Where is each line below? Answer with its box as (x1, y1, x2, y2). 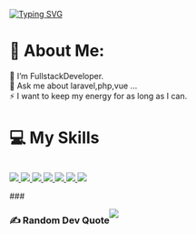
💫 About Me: (9, 41, 105, 61)
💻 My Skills (9, 127, 100, 148)
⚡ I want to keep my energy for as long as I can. (9, 90, 188, 101)
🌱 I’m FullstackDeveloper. (9, 70, 104, 81)
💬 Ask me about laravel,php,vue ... (9, 80, 138, 91)
